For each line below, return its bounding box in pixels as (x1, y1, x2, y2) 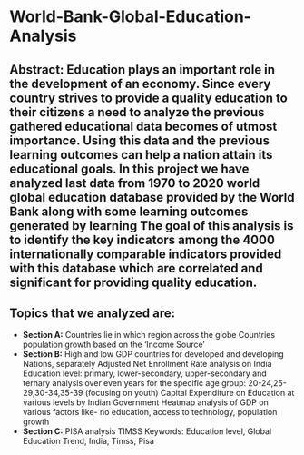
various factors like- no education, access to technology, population (22, 407, 278, 418)
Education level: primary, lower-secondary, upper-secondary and (22, 368, 268, 379)
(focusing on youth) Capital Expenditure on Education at (84, 388, 295, 399)
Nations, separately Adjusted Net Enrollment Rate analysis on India (22, 359, 272, 370)
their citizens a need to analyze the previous (9, 104, 265, 120)
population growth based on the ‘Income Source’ (22, 339, 206, 351)
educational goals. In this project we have (9, 161, 250, 176)
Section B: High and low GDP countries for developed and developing (22, 349, 284, 360)
